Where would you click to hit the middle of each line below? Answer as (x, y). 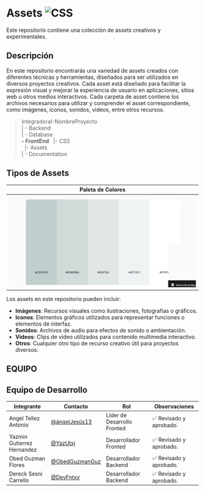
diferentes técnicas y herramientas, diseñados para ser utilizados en (92, 77)
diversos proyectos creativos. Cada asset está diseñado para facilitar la (96, 83)
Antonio (19, 425)
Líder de (116, 415)
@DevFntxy (66, 477)
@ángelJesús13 (71, 422)
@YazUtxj (63, 443)
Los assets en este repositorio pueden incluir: (63, 299)
